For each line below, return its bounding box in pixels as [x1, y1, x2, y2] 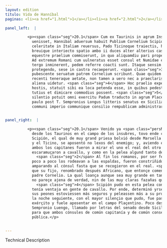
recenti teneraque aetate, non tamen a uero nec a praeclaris [31, 76, 164, 81]
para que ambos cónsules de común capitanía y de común [31, 210, 150, 215]
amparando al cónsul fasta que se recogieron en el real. [31, 164, 155, 169]
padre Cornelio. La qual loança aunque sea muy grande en [31, 173, 155, 178]
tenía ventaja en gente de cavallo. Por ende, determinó [31, 187, 153, 192]
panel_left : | [5, 25, 37, 30]
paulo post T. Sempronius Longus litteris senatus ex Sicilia [31, 99, 164, 105]
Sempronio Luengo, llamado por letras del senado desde [31, 205, 150, 210]
